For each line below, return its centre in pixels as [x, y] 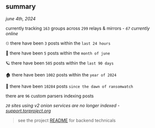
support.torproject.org [28, 111]
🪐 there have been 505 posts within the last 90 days [60, 63]
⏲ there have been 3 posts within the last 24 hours [58, 43]
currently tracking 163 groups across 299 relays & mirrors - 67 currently [78, 28]
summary [21, 7]
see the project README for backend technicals [67, 120]
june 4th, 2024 [21, 18]
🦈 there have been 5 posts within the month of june [58, 53]
